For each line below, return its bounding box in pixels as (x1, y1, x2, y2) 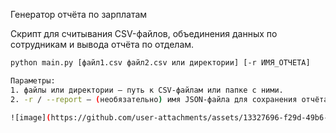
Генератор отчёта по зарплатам (10, 9, 148, 20)
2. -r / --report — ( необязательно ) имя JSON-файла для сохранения (10, 94, 298, 104)
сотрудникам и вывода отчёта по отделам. (10, 39, 195, 50)
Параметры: (10, 75, 56, 86)
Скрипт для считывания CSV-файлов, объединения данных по (10, 28, 278, 39)
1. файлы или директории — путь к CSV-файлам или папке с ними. (10, 85, 284, 95)
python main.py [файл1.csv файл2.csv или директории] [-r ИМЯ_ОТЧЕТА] (10, 58, 311, 68)
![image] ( (10, 112, 52, 123)
